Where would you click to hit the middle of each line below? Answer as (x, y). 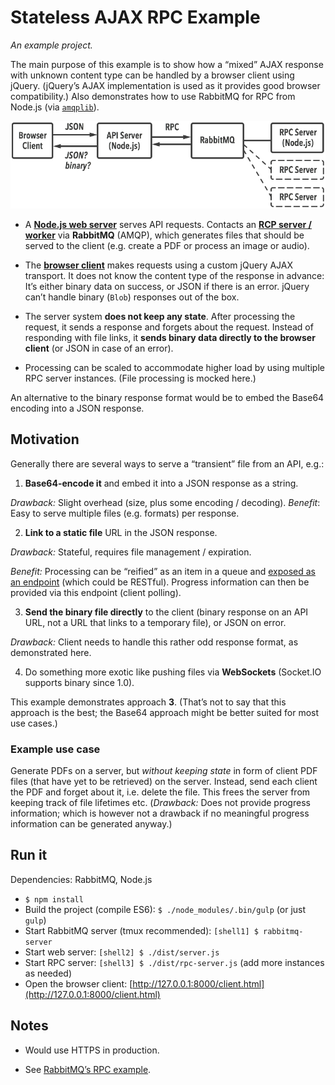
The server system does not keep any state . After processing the (160, 316)
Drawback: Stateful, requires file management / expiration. (131, 552)
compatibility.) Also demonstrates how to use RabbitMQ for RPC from (153, 96)
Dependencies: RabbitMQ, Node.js (81, 879)
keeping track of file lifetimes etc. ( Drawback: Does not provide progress (160, 802)
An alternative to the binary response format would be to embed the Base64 (167, 397)
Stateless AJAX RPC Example (135, 17)
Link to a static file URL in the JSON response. (121, 532)
